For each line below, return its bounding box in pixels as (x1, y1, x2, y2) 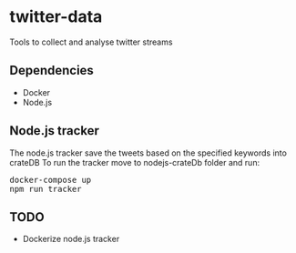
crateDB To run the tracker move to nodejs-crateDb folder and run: (9, 157, 260, 167)
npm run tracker (9, 184, 82, 194)
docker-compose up (9, 175, 92, 185)
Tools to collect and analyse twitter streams (9, 36, 173, 47)
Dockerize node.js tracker (22, 234, 120, 245)
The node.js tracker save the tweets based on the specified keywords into (9, 147, 287, 158)
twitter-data (9, 6, 103, 27)
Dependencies (9, 63, 94, 78)
